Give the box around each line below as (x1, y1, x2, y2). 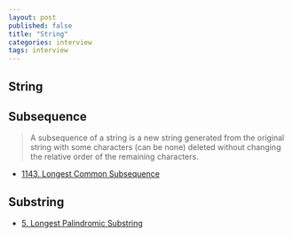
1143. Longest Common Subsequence (20, 169, 161, 179)
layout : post (8, 12, 57, 22)
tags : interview (8, 46, 68, 55)
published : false (8, 21, 73, 30)
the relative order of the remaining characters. (29, 152, 199, 162)
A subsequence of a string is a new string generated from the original (29, 132, 285, 143)
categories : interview (8, 37, 92, 47)
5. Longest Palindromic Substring (20, 218, 143, 229)
